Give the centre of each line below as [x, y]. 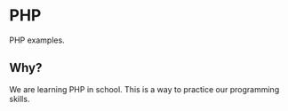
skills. [20, 99]
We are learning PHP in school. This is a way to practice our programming [144, 89]
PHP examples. [37, 40]
